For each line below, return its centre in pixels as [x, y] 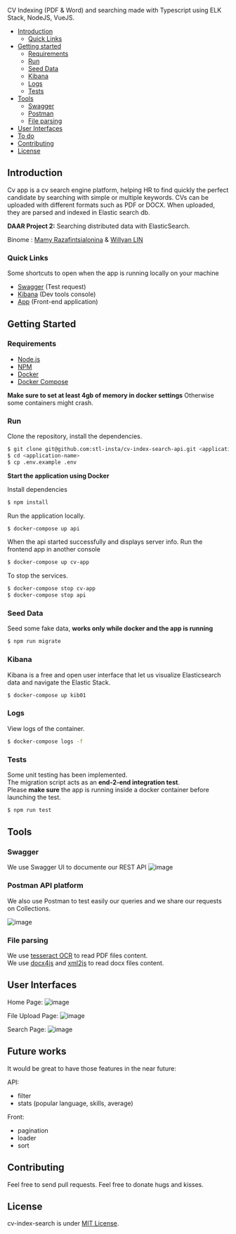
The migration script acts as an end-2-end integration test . [94, 782]
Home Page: [25, 1002]
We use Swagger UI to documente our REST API [77, 867]
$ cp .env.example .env [42, 462]
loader [27, 1138]
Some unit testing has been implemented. [67, 775]
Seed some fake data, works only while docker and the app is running [110, 628]
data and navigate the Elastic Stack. [59, 682]
